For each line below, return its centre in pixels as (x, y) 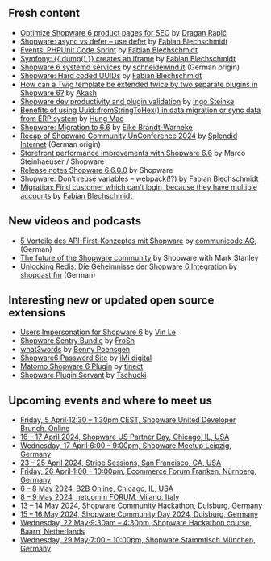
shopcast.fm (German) (58, 274)
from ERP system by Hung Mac (72, 118)
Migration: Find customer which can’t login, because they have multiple (139, 187)
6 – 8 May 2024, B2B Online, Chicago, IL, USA (96, 488)
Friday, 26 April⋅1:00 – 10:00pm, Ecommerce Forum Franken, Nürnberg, (138, 471)
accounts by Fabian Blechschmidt (76, 195)
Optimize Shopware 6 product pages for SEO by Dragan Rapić (123, 32)
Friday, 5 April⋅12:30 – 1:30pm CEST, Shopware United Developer (128, 420)
